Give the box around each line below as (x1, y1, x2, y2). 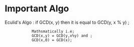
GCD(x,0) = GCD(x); (31, 38, 72, 43)
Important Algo (5, 3, 69, 14)
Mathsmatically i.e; (31, 29, 75, 34)
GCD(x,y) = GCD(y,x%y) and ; (31, 33, 93, 38)
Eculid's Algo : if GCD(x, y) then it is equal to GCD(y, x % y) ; (5, 19, 129, 25)
